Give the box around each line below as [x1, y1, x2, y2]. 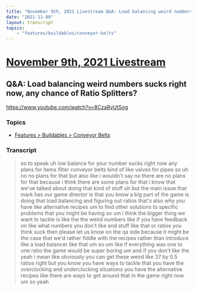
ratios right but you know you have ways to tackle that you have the [20, 259, 184, 266]
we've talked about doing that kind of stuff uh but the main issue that [20, 184, 187, 191]
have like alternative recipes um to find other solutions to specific [20, 203, 179, 210]
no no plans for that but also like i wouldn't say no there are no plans [20, 172, 186, 179]
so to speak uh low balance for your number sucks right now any [20, 160, 178, 167]
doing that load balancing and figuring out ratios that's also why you [20, 197, 185, 204]
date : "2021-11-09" [6, 14, 54, 20]
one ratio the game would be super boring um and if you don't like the [20, 247, 189, 254]
